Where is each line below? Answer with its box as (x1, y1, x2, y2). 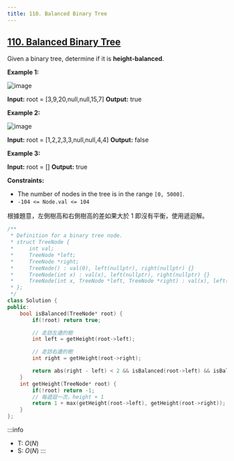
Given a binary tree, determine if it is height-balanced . (7, 54, 164, 63)
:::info (7, 425, 24, 434)
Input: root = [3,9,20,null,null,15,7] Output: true (7, 95, 142, 103)
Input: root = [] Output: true (7, 163, 88, 171)
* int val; (10, 245, 54, 252)
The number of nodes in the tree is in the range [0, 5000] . (17, 190, 185, 198)
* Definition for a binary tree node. (10, 232, 123, 240)
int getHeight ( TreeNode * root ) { (19, 380, 117, 388)
